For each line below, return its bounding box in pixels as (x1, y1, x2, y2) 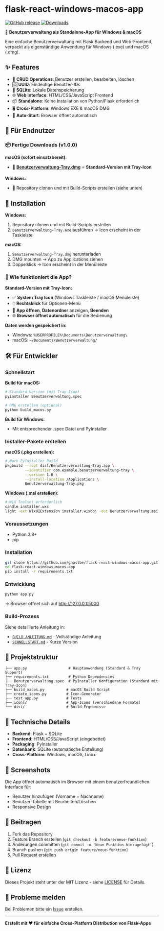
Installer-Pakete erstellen (5, 438, 66, 445)
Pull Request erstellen (12, 852, 56, 858)
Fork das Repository (12, 831, 53, 837)
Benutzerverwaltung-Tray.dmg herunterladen (12, 251, 101, 257)
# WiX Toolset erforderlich (5, 500, 62, 505)
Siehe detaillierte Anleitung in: (5, 624, 65, 630)
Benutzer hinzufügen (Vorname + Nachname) (12, 793, 104, 799)
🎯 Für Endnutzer (5, 126, 55, 135)
